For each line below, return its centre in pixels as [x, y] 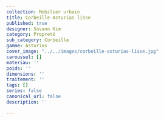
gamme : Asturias [27, 46]
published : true [27, 23]
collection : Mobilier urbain [43, 12]
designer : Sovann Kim [34, 29]
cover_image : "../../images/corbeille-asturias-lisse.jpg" [83, 52]
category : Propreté [31, 35]
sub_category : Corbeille [38, 40]
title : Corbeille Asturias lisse [49, 18]
